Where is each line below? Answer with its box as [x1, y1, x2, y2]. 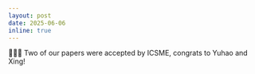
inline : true [8, 26, 52, 34]
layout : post [8, 11, 52, 20]
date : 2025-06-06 [8, 19, 66, 27]
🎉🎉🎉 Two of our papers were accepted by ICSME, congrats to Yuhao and [8, 49, 249, 58]
